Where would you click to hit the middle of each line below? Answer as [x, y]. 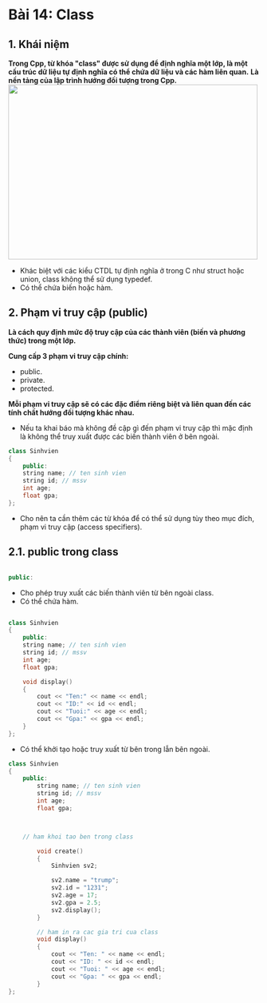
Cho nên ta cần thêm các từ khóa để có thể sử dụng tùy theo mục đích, [137, 518]
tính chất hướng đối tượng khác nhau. [71, 412]
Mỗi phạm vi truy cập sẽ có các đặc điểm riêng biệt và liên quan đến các [130, 404]
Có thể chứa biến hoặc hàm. [66, 288]
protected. [37, 388]
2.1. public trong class [63, 552]
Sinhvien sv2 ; [74, 866]
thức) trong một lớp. [42, 340]
